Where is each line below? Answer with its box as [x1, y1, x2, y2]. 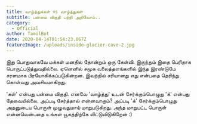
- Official [11, 25, 39, 32]
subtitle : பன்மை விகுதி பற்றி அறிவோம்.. [6, 14, 101, 20]
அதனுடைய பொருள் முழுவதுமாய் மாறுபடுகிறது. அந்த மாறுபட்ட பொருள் [6, 104, 167, 111]
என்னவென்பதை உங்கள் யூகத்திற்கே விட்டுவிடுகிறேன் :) [6, 110, 133, 117]
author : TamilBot [6, 31, 50, 37]
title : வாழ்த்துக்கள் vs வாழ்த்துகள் [6, 8, 83, 15]
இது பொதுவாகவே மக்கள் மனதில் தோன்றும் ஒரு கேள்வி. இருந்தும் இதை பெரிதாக [6, 58, 192, 66]
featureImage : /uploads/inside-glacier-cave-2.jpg [6, 42, 135, 48]
